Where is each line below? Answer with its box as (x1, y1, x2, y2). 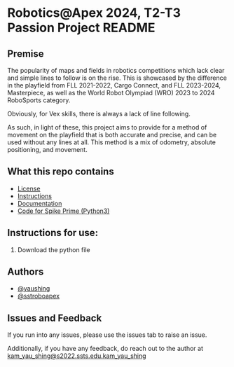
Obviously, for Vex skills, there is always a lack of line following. (7, 110, 191, 118)
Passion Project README (7, 20, 156, 36)
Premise (7, 48, 44, 60)
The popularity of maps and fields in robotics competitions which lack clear (7, 67, 225, 74)
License (17, 184, 41, 193)
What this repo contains (7, 166, 114, 178)
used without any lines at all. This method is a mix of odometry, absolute (7, 138, 216, 146)
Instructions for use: (7, 227, 99, 239)
